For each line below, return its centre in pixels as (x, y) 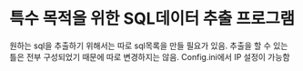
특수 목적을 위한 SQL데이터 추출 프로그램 (152, 19)
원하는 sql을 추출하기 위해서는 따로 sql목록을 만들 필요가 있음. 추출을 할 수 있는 (149, 46)
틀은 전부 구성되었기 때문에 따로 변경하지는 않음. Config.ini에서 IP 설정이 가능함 (150, 56)
